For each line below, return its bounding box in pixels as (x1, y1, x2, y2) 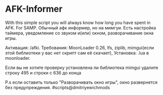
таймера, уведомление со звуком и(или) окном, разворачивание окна (5, 30, 154, 36)
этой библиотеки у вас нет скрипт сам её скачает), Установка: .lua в (5, 50, 149, 56)
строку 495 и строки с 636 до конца (5, 70, 81, 75)
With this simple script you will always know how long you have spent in (5, 20, 151, 25)
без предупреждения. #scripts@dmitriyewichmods (5, 84, 110, 90)
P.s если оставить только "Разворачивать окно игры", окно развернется (5, 79, 158, 85)
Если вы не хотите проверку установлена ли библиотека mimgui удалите (5, 65, 159, 71)
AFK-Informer (5, 3, 63, 15)
